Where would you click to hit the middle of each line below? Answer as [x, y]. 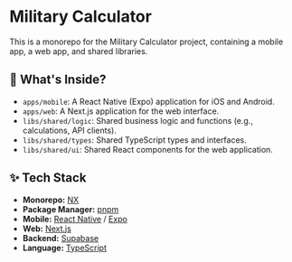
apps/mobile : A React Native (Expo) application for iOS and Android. [149, 101]
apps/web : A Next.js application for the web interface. [121, 111]
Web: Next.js [47, 229]
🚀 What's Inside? [58, 80]
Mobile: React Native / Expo [75, 219]
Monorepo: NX [51, 200]
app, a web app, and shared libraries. [79, 51]
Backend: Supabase [61, 238]
